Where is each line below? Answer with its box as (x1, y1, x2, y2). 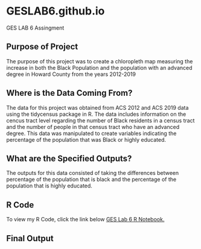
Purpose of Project (6, 42, 78, 52)
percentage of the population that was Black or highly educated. (6, 136, 167, 143)
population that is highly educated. (6, 182, 92, 189)
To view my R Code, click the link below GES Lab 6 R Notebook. (6, 216, 165, 223)
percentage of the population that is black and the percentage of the (6, 176, 177, 183)
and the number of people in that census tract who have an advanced (6, 123, 180, 130)
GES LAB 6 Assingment (6, 24, 65, 31)
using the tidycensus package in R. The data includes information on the (6, 110, 187, 118)
